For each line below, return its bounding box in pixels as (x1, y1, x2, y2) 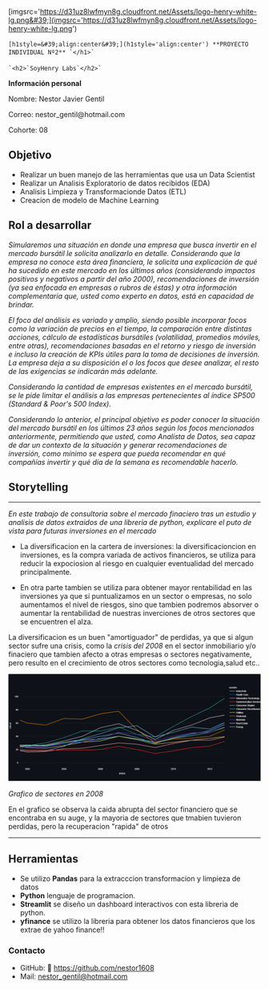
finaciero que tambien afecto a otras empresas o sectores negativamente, (8, 649, 252, 659)
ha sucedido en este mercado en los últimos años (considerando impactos (8, 265, 256, 275)
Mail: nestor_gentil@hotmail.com (19, 971, 128, 982)
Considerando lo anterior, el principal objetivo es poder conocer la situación (8, 414, 260, 424)
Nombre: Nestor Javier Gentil (8, 94, 105, 104)
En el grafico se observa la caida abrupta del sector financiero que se (8, 804, 238, 814)
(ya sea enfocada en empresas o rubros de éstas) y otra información (8, 283, 238, 292)
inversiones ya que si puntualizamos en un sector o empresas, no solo (19, 592, 252, 601)
